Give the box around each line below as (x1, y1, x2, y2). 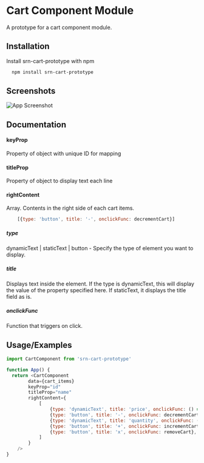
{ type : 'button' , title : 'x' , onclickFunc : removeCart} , (49, 428, 197, 435)
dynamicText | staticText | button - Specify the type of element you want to (6, 245, 194, 252)
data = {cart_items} (28, 378, 75, 384)
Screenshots (6, 86, 56, 96)
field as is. (6, 293, 32, 301)
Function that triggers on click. (6, 322, 83, 330)
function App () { (6, 367, 50, 373)
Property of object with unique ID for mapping (6, 150, 121, 158)
